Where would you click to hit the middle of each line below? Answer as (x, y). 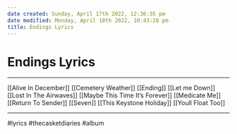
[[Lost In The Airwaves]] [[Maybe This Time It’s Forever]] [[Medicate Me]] (114, 95)
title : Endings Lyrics (41, 27)
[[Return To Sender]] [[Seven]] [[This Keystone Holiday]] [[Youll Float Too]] (116, 103)
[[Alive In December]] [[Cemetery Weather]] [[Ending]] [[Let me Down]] (111, 88)
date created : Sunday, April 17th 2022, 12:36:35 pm (86, 14)
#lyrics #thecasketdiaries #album (56, 123)
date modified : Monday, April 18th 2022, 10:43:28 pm (88, 20)
